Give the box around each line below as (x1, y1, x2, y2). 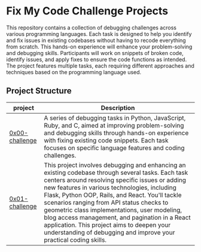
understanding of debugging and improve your (44, 228, 175, 236)
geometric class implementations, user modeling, (44, 205, 182, 214)
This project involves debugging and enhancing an (44, 160, 187, 169)
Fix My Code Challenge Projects (6, 4, 169, 18)
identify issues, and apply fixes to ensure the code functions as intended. (6, 56, 187, 63)
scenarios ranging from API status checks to (44, 198, 169, 207)
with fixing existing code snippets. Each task (44, 136, 169, 144)
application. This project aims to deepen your (44, 220, 171, 229)
